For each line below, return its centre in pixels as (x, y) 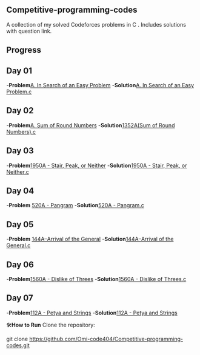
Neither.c (18, 171)
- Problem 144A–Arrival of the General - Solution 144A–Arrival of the (90, 239)
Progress (24, 50)
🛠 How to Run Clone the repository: (51, 325)
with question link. (29, 31)
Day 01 (19, 71)
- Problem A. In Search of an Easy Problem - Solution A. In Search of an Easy (100, 85)
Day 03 (20, 151)
